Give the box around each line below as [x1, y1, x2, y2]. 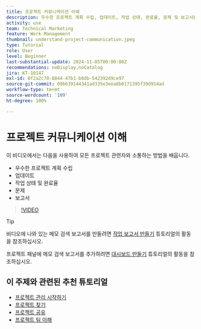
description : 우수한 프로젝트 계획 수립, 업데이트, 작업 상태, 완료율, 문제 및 [6, 14, 178, 20]
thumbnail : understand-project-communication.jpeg [6, 36, 135, 42]
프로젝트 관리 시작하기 [14, 294, 67, 301]
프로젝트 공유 [14, 309, 46, 316]
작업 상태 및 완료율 [14, 179, 59, 186]
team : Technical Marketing [6, 25, 74, 32]
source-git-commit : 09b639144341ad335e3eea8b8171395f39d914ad [6, 81, 165, 87]
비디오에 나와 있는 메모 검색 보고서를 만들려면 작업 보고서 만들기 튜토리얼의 [6, 230, 181, 237]
